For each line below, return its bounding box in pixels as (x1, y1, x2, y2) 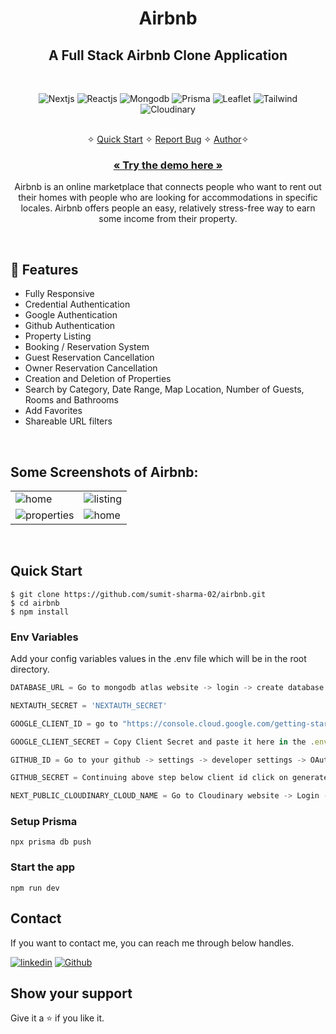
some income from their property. (98, 213, 238, 225)
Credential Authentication (24, 298, 131, 311)
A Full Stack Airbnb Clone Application (48, 47, 288, 64)
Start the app (10, 860, 76, 874)
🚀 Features (10, 261, 79, 278)
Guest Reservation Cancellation (24, 352, 155, 364)
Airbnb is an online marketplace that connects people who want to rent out (14, 181, 322, 193)
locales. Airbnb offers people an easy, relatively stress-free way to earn (20, 202, 316, 214)
